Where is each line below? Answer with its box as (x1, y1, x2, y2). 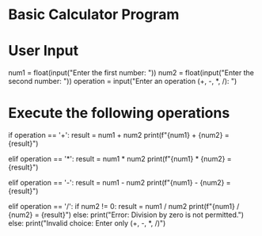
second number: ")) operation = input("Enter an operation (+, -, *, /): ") (8, 77, 237, 86)
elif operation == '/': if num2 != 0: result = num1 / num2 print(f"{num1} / (8, 202, 240, 211)
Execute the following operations (8, 105, 230, 122)
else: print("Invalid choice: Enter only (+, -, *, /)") (8, 219, 166, 228)
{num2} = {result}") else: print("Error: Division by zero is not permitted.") (8, 210, 244, 219)
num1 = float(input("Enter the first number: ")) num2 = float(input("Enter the (8, 68, 255, 78)
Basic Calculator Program (8, 6, 180, 24)
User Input (8, 42, 79, 60)
